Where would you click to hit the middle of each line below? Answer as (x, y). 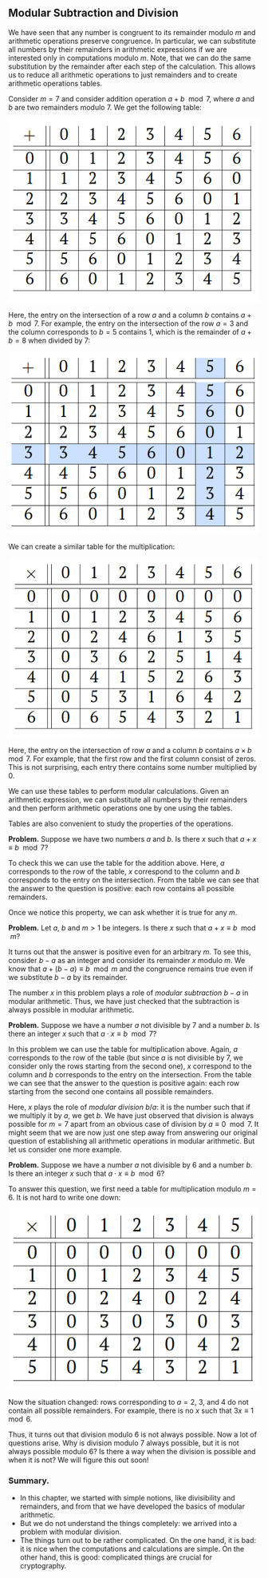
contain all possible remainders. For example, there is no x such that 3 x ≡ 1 (131, 1411)
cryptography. (43, 1566)
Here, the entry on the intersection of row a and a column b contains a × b (130, 750)
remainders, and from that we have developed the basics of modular (132, 1507)
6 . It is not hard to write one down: (65, 1197)
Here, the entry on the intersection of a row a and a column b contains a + (130, 315)
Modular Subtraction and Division (94, 13)
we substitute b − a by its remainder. (68, 977)
